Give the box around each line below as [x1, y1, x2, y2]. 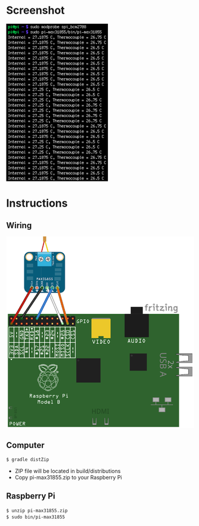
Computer [6, 440, 45, 450]
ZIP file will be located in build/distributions [14, 467, 121, 475]
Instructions [6, 196, 68, 210]
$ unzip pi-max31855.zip [6, 507, 68, 513]
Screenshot [6, 4, 65, 17]
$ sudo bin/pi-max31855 [6, 514, 66, 520]
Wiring [6, 220, 32, 230]
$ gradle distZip [6, 457, 49, 463]
